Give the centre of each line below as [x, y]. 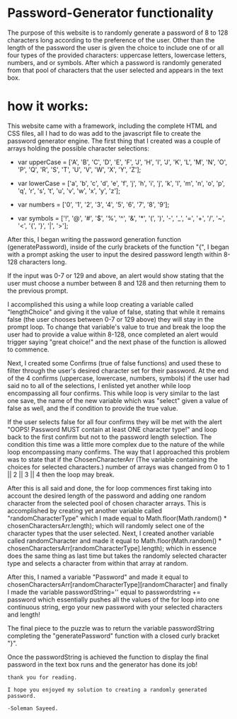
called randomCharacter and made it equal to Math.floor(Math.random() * [115, 540]
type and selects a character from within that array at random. [98, 563]
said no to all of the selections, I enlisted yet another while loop [99, 385]
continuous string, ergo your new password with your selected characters [115, 607]
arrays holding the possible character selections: [79, 148]
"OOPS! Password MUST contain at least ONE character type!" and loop [112, 429]
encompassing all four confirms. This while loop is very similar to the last [114, 393]
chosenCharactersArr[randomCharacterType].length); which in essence [112, 548]
